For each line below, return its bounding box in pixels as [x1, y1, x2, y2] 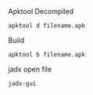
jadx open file [8, 64, 52, 74]
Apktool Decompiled [8, 7, 74, 16]
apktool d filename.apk [8, 22, 86, 30]
